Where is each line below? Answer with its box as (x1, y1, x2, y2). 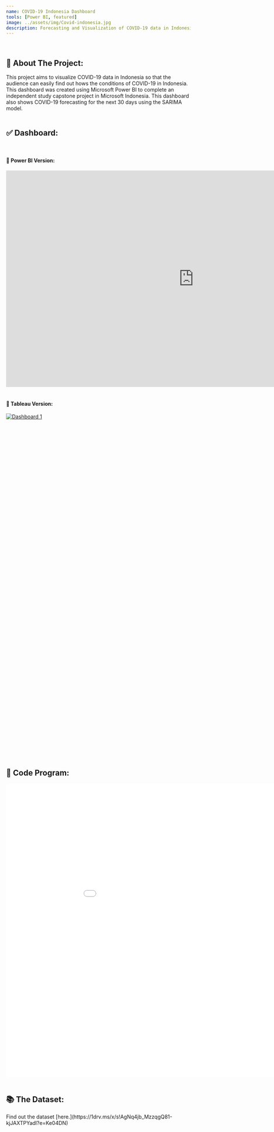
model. (6, 105, 23, 112)
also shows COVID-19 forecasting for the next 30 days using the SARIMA (6, 99, 183, 106)
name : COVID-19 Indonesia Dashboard (6, 8, 95, 15)
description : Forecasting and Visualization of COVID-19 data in (6, 25, 169, 31)
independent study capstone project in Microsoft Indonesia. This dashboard (6, 92, 189, 100)
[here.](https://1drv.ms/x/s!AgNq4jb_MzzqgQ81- (55, 1113, 173, 1120)
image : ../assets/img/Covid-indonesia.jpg (6, 19, 111, 25)
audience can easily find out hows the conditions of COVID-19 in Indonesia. (6, 80, 189, 87)
